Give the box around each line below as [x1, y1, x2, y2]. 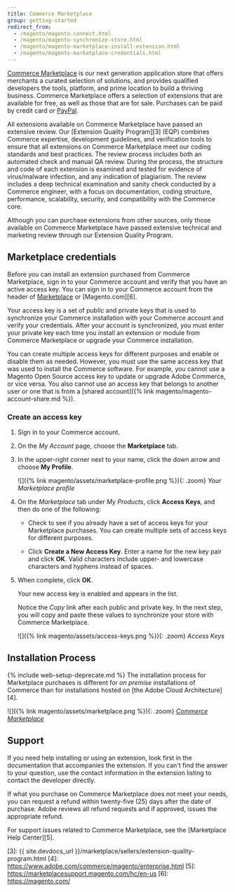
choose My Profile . [17, 463, 74, 471]
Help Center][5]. [7, 833, 55, 841]
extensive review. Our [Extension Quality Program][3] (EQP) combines [7, 127, 210, 136]
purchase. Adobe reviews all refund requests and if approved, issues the [7, 804, 217, 813]
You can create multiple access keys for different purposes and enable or [7, 349, 220, 358]
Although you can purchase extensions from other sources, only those [7, 215, 211, 224]
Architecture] [184, 686, 222, 694]
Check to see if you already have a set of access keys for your [27, 518, 209, 527]
